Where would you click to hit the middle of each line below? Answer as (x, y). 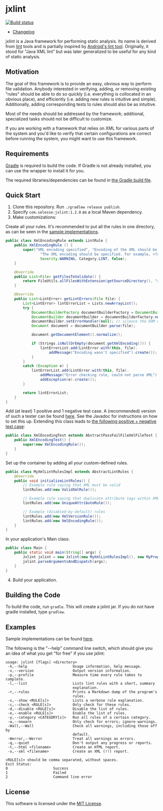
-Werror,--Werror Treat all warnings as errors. (72, 739)
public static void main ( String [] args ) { (58, 553)
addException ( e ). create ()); (68, 380)
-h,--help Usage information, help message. (75, 667)
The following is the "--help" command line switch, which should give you (79, 648)
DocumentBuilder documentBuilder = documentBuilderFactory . (93, 317)
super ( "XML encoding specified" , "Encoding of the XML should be (90, 250)
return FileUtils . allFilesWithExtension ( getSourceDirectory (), (88, 281)
